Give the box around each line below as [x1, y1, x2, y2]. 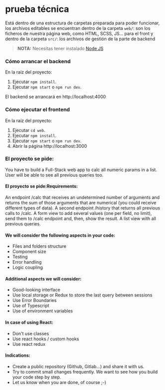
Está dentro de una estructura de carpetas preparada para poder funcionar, [5, 20, 160, 26]
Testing [12, 254, 28, 260]
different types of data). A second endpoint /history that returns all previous [5, 205, 161, 211]
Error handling [12, 259, 42, 265]
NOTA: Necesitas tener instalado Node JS [17, 45, 104, 51]
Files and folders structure [12, 243, 67, 249]
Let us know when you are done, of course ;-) [12, 379, 106, 385]
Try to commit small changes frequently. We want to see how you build [12, 369, 158, 375]
